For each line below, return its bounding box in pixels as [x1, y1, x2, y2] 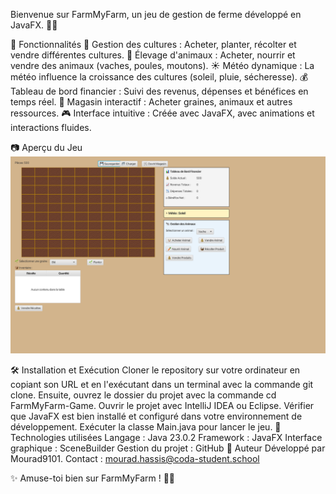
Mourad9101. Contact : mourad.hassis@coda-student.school [10, 453, 260, 464]
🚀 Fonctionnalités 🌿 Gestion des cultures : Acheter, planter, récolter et [10, 39, 297, 50]
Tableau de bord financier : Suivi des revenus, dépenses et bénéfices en [10, 85, 309, 97]
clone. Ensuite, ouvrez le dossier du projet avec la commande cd [10, 389, 277, 401]
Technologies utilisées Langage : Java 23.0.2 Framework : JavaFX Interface [10, 432, 323, 443]
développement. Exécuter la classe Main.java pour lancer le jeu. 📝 [10, 421, 282, 433]
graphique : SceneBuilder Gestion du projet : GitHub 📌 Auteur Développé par [10, 442, 326, 454]
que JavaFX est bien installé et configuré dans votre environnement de [10, 410, 303, 422]
